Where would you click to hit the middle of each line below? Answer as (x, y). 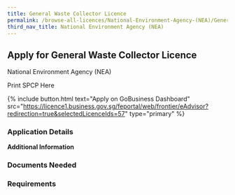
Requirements (32, 184)
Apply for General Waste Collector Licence (102, 55)
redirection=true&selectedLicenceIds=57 (66, 114)
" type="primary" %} (155, 114)
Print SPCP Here (31, 85)
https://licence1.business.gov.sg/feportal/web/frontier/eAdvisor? (116, 106)
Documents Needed (42, 165)
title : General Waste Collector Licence (67, 14)
